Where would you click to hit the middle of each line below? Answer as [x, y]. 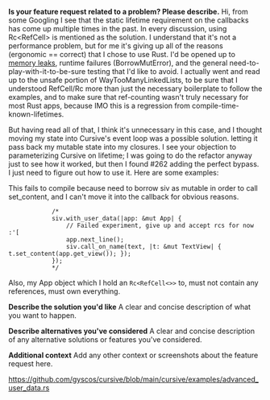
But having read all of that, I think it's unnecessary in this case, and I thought [135, 130]
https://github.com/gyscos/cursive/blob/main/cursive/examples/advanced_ [134, 379]
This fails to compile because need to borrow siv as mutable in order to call [133, 188]
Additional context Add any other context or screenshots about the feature [133, 355]
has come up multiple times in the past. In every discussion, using [118, 29]
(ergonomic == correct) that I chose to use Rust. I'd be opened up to [122, 54]
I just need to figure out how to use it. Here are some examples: [114, 173]
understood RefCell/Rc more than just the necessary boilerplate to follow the [135, 89]
